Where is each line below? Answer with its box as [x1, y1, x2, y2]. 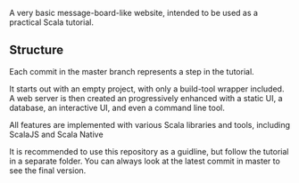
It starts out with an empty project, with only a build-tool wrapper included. [9, 84, 285, 94]
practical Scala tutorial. [9, 17, 94, 28]
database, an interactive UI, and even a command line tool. [9, 102, 225, 113]
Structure [9, 43, 64, 58]
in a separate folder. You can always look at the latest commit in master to [9, 155, 281, 166]
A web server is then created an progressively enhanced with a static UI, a [9, 92, 283, 103]
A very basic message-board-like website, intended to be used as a [9, 8, 259, 18]
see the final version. [9, 164, 87, 176]
